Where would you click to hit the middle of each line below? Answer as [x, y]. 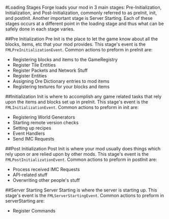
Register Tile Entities [34, 65]
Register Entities [30, 76]
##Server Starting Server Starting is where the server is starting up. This [81, 190]
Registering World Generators [44, 117]
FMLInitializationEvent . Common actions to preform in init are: [72, 107]
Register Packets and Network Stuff [50, 70]
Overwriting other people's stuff [46, 180]
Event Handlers [29, 133]
